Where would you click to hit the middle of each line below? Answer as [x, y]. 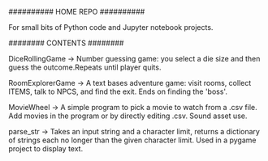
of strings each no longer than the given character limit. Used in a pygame [132, 140]
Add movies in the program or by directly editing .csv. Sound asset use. [128, 116]
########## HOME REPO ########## [77, 12]
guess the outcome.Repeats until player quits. [85, 67]
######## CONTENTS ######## [66, 43]
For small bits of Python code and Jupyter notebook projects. [111, 27]
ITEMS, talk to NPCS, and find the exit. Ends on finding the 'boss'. [118, 91]
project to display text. [46, 148]
